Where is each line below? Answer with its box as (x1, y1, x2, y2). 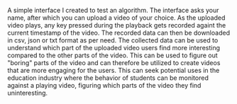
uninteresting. (7, 88, 48, 97)
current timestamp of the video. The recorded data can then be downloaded (7, 28, 231, 37)
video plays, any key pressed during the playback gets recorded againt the (7, 21, 226, 29)
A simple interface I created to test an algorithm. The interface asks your (7, 6, 219, 14)
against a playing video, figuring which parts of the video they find (7, 81, 202, 89)
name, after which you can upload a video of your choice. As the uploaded (7, 13, 226, 22)
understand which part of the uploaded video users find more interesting (7, 44, 221, 52)
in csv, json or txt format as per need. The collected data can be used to (7, 36, 219, 45)
